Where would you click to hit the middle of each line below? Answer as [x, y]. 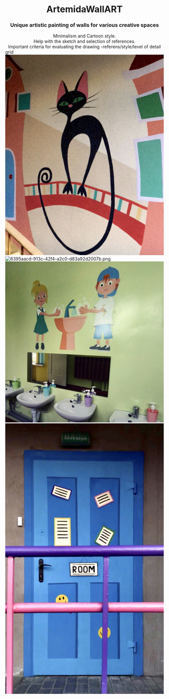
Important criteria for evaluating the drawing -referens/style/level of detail [84, 47]
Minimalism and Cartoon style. [84, 36]
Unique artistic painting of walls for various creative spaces [84, 25]
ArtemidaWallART [84, 9]
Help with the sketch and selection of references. [84, 41]
